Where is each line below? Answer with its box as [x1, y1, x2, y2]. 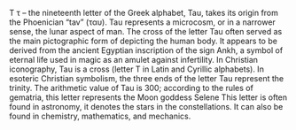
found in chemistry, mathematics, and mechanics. [9, 111, 191, 121]
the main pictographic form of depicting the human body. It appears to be [9, 35, 277, 46]
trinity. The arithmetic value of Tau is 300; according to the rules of [9, 83, 254, 93]
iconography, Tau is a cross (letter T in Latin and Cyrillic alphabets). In [9, 64, 264, 74]
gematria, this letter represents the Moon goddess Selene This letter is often [9, 92, 288, 103]
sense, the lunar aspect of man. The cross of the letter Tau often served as [9, 27, 283, 36]
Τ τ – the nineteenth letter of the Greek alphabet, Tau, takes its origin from [9, 8, 279, 18]
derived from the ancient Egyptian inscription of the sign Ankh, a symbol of [9, 45, 284, 56]
